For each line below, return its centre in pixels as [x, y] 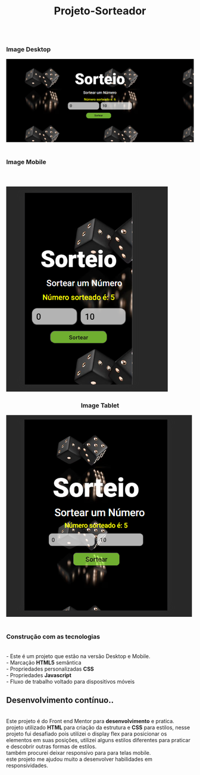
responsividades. [27, 765]
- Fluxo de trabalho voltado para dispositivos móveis [71, 681]
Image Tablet [100, 406]
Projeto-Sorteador [100, 11]
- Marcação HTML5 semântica [44, 662]
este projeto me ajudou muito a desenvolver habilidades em [79, 759]
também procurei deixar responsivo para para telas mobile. [79, 752]
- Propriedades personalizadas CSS [50, 669]
